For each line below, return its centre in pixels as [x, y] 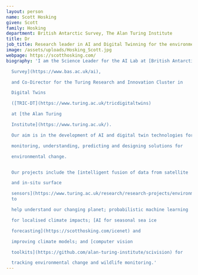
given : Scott [22, 22]
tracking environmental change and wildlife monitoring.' [84, 263]
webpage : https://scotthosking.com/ [51, 55]
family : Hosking [26, 28]
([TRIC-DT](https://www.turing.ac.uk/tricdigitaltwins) [81, 104]
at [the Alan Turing [37, 114]
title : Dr [18, 39]
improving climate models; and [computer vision [72, 241]
